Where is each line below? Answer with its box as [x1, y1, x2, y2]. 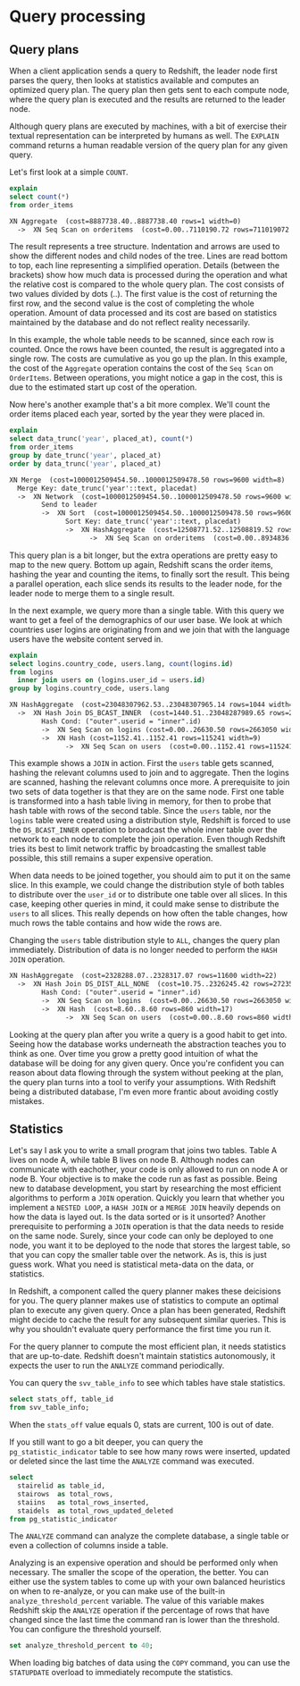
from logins [9, 668, 54, 677]
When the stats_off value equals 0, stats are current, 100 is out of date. [9, 1420, 274, 1430]
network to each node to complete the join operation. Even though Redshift [9, 834, 286, 845]
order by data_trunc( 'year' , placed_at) [9, 459, 162, 468]
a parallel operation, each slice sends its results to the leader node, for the [9, 578, 283, 589]
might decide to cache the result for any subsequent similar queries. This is [9, 1314, 287, 1325]
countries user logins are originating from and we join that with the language [9, 624, 290, 635]
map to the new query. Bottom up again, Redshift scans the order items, [9, 559, 274, 569]
